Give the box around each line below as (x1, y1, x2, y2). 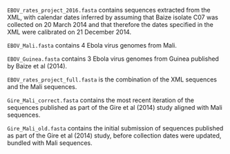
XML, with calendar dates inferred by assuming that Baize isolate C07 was (7, 13, 219, 21)
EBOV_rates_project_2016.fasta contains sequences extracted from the (7, 6, 211, 14)
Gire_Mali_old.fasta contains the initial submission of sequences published (7, 124, 224, 132)
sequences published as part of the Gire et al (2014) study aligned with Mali (7, 104, 223, 111)
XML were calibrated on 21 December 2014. (7, 28, 132, 36)
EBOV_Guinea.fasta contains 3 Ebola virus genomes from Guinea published (7, 55, 220, 63)
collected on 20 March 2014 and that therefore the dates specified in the (7, 21, 214, 28)
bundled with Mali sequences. (7, 139, 93, 147)
